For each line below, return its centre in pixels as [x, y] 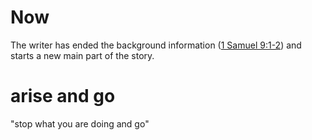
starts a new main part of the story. [82, 55]
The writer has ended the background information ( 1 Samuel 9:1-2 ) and [156, 45]
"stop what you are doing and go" [80, 123]
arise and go [63, 96]
